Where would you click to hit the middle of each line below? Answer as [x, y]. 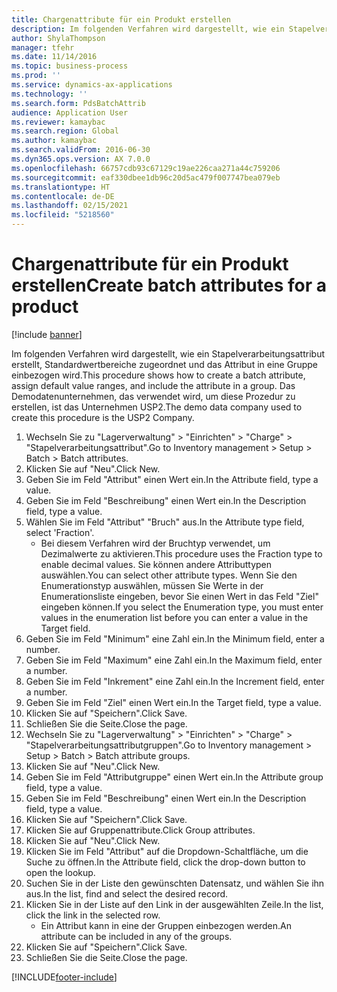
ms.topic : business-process [70, 66]
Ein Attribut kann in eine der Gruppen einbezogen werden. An [166, 925]
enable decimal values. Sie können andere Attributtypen [156, 564]
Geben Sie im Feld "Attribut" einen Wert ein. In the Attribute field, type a [172, 479]
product [45, 307]
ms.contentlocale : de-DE [63, 196]
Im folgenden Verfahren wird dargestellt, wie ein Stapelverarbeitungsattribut [168, 353]
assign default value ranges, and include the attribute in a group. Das [153, 385]
